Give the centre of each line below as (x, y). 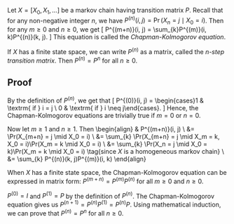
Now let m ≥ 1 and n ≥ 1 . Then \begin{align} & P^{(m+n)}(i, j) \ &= (101, 129)
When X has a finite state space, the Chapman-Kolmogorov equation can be (117, 173)
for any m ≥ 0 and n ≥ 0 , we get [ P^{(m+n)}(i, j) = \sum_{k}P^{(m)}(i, (107, 29)
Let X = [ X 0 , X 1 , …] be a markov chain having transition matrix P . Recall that (115, 11)
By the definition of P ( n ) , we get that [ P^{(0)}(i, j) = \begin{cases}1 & (106, 100)
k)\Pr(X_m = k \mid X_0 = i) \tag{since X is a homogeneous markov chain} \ (116, 152)
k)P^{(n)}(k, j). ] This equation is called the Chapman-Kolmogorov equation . (117, 37)
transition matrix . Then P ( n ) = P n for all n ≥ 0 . (73, 60)
